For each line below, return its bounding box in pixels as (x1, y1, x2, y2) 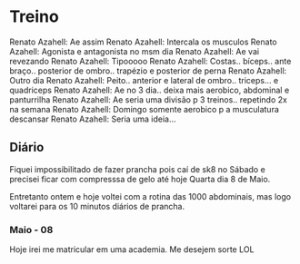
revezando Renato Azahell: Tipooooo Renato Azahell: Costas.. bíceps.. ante (9, 55, 292, 66)
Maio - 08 (9, 223, 54, 236)
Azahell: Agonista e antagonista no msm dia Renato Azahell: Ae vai (9, 45, 260, 56)
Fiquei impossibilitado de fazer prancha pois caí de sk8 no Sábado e (9, 163, 265, 174)
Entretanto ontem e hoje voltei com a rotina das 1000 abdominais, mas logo (9, 191, 292, 201)
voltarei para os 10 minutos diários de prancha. (9, 200, 185, 211)
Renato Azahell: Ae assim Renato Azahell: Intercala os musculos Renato (9, 36, 277, 47)
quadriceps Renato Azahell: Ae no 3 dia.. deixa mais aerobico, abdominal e (9, 84, 290, 95)
